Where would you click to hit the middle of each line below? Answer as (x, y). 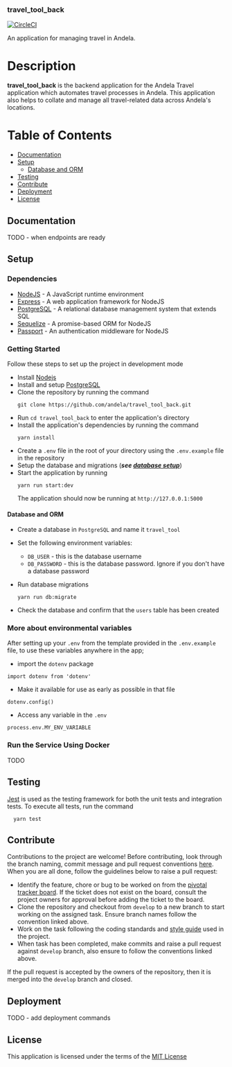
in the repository (41, 458)
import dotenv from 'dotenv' (49, 677)
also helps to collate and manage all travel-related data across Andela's (109, 100)
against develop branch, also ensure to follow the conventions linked (115, 951)
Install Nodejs (37, 377)
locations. (21, 107)
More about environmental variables (70, 628)
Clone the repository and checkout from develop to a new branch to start (121, 907)
